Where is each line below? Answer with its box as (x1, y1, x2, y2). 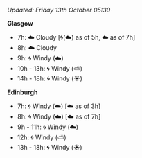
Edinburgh (7, 88, 38, 96)
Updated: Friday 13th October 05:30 (7, 6, 111, 14)
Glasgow (7, 19, 33, 27)
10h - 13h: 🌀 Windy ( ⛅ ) (17, 64, 83, 72)
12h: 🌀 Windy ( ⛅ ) (17, 133, 67, 141)
